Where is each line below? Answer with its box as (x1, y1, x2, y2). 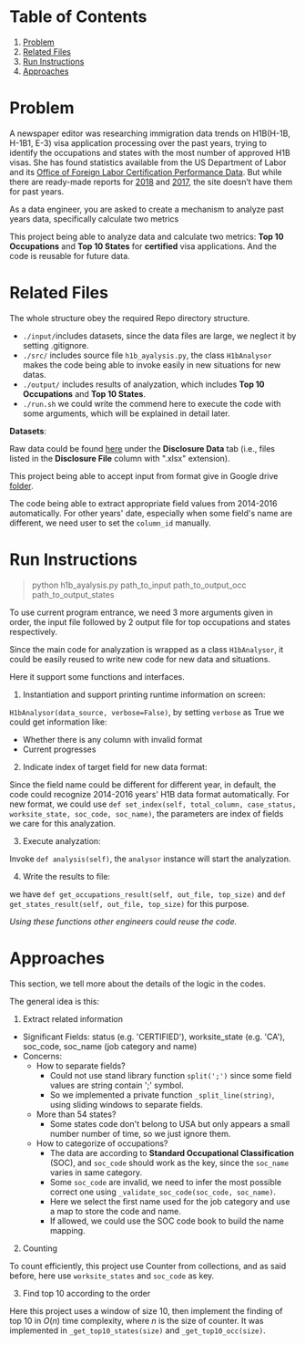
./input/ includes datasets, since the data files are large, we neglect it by (22, 330, 297, 341)
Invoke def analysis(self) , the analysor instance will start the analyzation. (9, 853, 291, 864)
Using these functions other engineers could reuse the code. (9, 915, 238, 927)
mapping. (49, 1225, 86, 1236)
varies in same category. (49, 1166, 143, 1178)
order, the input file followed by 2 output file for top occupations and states (9, 616, 291, 627)
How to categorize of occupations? (36, 1138, 168, 1149)
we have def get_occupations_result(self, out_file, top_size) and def (9, 888, 287, 900)
